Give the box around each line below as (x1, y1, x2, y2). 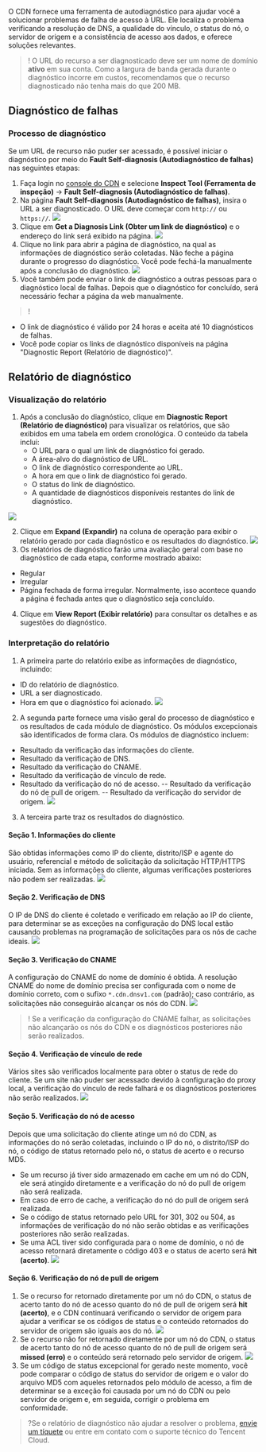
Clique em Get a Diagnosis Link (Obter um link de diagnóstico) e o (19, 222, 240, 231)
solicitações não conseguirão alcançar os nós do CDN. (8, 999, 188, 1009)
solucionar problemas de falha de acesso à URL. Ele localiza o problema (8, 15, 245, 25)
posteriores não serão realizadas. (19, 1229, 129, 1238)
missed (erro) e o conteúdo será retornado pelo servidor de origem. (19, 1352, 244, 1361)
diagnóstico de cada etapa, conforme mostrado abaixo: (19, 553, 202, 563)
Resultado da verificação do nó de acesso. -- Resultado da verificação (19, 779, 252, 788)
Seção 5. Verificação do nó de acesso (8, 1112, 135, 1121)
